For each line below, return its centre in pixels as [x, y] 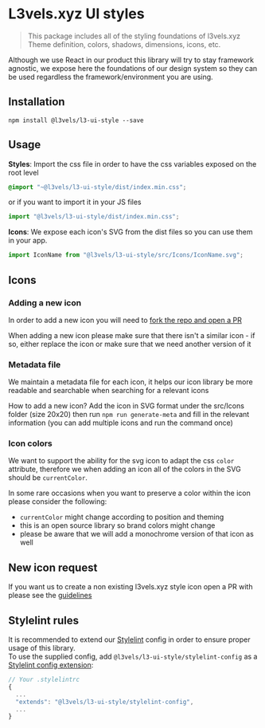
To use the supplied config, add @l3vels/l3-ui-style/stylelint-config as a [133, 657]
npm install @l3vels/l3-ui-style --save [76, 120]
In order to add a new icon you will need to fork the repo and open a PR [125, 320]
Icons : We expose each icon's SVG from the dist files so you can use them [131, 232]
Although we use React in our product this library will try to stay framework [131, 60]
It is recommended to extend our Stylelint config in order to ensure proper [129, 639]
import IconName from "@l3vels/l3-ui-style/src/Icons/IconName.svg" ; [126, 255]
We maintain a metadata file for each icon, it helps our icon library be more [131, 382]
